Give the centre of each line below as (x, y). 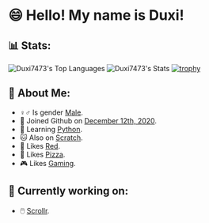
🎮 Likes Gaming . (48, 163)
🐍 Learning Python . (51, 129)
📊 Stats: (30, 45)
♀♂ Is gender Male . (51, 112)
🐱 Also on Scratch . (51, 138)
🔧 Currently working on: (68, 191)
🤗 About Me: (40, 93)
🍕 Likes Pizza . (42, 154)
